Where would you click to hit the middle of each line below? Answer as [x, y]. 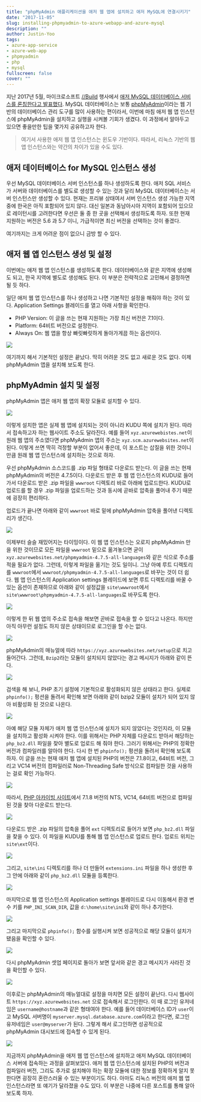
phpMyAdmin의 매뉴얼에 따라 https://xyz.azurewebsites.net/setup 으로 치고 [99, 650]
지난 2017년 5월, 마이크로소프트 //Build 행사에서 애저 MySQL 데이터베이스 [93, 97]
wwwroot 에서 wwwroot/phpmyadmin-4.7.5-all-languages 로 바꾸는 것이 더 [97, 572]
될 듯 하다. [18, 285]
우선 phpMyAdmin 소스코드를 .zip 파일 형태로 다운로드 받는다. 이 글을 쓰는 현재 [99, 468]
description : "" [26, 29]
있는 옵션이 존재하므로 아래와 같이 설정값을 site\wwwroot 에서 [78, 587]
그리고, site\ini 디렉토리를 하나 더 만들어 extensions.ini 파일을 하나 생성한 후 [100, 868]
